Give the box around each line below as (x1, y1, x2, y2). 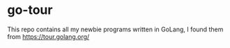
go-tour (7, 2, 53, 18)
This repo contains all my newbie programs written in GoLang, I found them (7, 25, 224, 33)
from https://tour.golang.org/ (7, 32, 90, 40)
